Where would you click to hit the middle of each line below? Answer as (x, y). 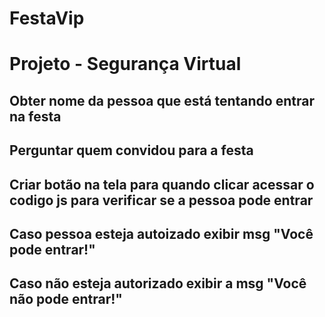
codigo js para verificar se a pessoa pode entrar (161, 200)
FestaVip (47, 18)
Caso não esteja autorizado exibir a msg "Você (158, 283)
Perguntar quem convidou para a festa (131, 150)
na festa (35, 116)
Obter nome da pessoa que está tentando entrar (162, 100)
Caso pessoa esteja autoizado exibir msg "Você (161, 233)
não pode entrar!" (66, 299)
